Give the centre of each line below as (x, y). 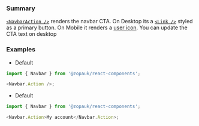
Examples (21, 50)
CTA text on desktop (31, 34)
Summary (21, 8)
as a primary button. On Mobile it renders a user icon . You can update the (97, 27)
